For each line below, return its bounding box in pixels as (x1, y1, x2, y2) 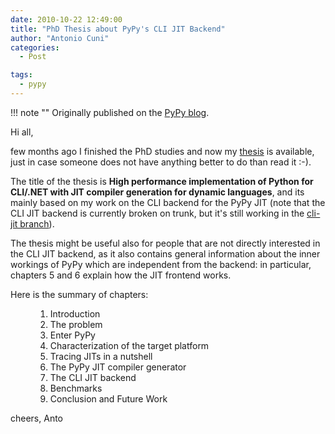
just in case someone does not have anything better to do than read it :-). (10, 156, 312, 168)
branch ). (19, 217, 55, 230)
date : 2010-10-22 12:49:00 (10, 14, 123, 25)
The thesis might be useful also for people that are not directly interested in (10, 237, 321, 249)
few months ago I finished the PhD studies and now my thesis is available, (10, 145, 315, 157)
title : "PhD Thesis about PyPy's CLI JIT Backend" (10, 24, 226, 34)
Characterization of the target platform (49, 339, 210, 351)
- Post (19, 52, 47, 62)
